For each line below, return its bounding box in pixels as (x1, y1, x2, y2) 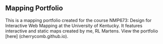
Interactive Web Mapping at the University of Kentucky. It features (5, 22, 143, 28)
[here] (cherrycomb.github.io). (5, 33, 69, 39)
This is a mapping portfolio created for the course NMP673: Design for (5, 17, 152, 23)
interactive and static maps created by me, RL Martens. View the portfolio (5, 27, 158, 34)
